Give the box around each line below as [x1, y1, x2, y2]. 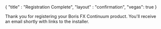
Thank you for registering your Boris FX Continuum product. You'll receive [5, 14, 157, 19]
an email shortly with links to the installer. [5, 19, 89, 24]
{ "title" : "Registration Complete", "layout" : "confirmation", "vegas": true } [5, 4, 157, 10]
